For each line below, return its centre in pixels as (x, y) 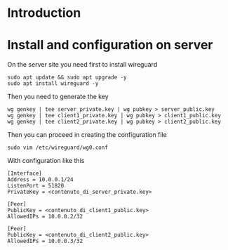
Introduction (44, 13)
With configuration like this (46, 161)
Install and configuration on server (110, 45)
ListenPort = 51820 (36, 186)
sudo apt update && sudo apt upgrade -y (67, 78)
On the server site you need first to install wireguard (82, 65)
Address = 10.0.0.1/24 (40, 180)
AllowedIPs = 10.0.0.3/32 (45, 241)
